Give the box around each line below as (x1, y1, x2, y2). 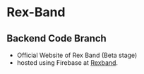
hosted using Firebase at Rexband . (16, 58, 118, 67)
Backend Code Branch (6, 32, 107, 44)
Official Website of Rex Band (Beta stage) (16, 51, 138, 59)
